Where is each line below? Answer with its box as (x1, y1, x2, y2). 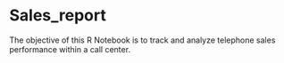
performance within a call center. (9, 43, 131, 54)
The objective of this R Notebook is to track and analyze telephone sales (9, 35, 276, 45)
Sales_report (9, 5, 107, 26)
